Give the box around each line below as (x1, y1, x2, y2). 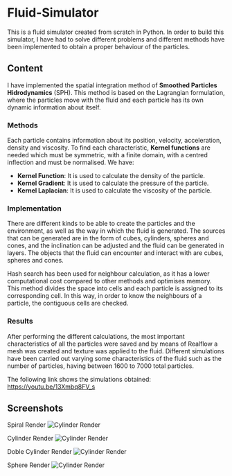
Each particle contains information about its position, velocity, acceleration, (7, 136, 222, 145)
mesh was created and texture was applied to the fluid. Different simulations (7, 346, 225, 355)
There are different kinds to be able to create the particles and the (7, 220, 195, 228)
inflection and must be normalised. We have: (7, 158, 134, 167)
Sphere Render (7, 461, 51, 469)
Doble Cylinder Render (7, 448, 72, 456)
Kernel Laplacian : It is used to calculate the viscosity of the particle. (17, 186, 213, 195)
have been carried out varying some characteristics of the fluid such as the (7, 354, 222, 362)
